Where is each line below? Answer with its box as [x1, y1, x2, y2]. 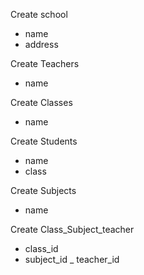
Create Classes [10, 97, 73, 108]
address [24, 39, 59, 50]
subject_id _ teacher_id [24, 254, 120, 265]
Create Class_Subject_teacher [10, 224, 135, 235]
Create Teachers [10, 58, 80, 69]
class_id [24, 243, 59, 254]
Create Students [10, 135, 78, 147]
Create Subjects [10, 185, 77, 196]
